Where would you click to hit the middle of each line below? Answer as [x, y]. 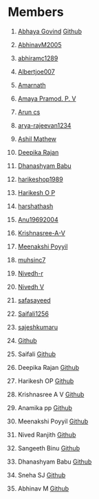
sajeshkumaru [37, 327]
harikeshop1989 [41, 179]
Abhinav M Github [43, 488]
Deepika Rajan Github [48, 367]
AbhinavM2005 [40, 44]
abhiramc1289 [38, 58]
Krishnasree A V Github [51, 394]
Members [36, 12]
